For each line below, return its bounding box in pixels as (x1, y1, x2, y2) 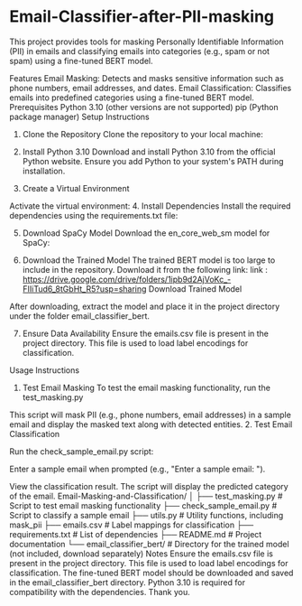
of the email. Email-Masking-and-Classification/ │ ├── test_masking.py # (9, 490, 283, 501)
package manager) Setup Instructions (9, 111, 151, 122)
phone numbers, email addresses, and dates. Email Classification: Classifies (9, 82, 292, 93)
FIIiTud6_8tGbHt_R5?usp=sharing (22, 283, 147, 294)
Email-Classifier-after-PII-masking (9, 6, 275, 27)
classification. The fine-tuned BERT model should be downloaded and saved (9, 567, 294, 578)
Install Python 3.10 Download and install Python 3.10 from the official (22, 146, 276, 157)
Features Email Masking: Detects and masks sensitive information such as (9, 72, 284, 83)
